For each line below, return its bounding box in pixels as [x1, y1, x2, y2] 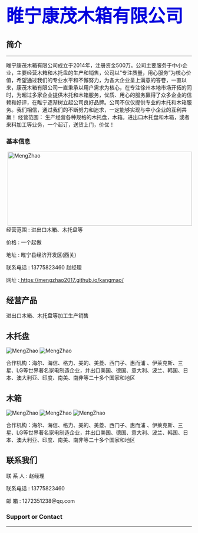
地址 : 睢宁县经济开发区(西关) [6, 251, 77, 258]
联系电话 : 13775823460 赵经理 [6, 264, 82, 271]
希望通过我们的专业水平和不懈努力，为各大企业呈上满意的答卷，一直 [16, 76, 181, 84]
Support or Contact [6, 512, 63, 521]
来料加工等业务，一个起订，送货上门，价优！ [6, 121, 115, 129]
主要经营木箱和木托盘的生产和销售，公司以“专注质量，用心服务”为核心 [16, 69, 187, 76]
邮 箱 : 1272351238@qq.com [6, 497, 75, 505]
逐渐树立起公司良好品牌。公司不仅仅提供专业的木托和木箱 [47, 99, 187, 106]
